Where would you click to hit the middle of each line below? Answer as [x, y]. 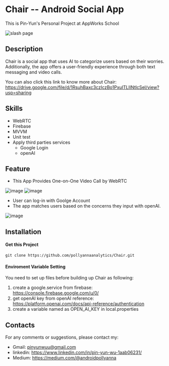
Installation [23, 232]
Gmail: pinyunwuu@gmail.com [44, 347]
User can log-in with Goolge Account [51, 200]
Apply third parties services [41, 142]
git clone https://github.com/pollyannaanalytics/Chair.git [70, 255]
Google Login [34, 147]
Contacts [20, 325]
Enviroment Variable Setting [35, 266]
